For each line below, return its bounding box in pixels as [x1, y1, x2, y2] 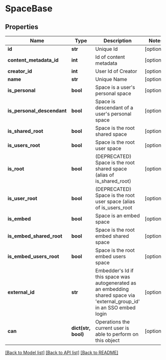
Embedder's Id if [95, 267, 134, 274]
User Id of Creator [95, 68, 137, 75]
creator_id [7, 68, 32, 75]
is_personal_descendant [7, 107, 67, 114]
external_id [7, 289, 35, 295]
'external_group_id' [95, 298, 140, 305]
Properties [5, 23, 39, 31]
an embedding [95, 286, 129, 292]
